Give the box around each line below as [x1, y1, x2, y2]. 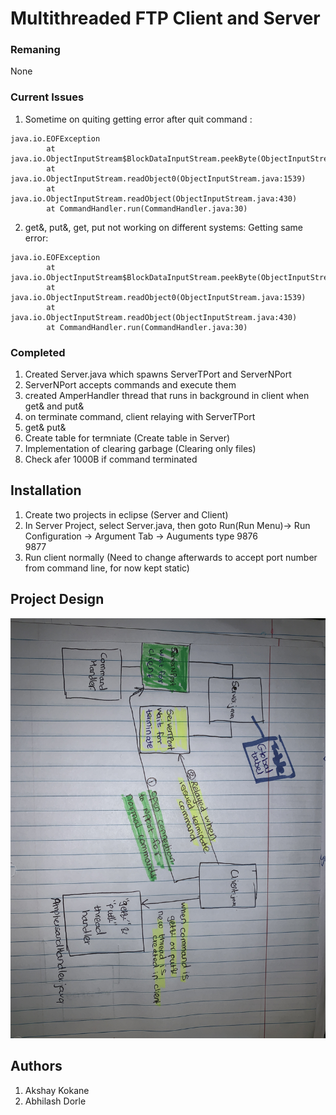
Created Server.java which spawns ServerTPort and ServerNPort [24, 368, 292, 381]
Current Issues [10, 90, 85, 104]
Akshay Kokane [24, 1084, 90, 1096]
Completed [10, 345, 66, 359]
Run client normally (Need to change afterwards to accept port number [24, 551, 318, 563]
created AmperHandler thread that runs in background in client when [24, 390, 310, 402]
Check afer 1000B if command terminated [24, 453, 198, 466]
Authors [10, 1058, 63, 1075]
